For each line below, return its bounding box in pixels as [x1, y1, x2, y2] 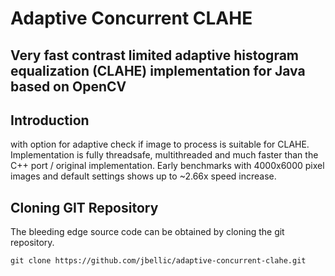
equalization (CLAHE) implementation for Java [10, 62, 306, 79]
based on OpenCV [10, 78, 127, 95]
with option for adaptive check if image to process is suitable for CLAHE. [10, 138, 310, 151]
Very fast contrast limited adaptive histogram [10, 47, 300, 64]
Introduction [10, 112, 90, 129]
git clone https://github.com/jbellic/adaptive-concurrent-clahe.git [10, 256, 307, 266]
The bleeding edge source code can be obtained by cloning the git [10, 226, 285, 238]
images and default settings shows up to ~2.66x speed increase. [10, 170, 277, 182]
